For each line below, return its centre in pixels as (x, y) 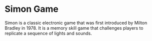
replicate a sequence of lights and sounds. (48, 33)
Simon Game (32, 9)
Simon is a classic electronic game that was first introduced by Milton (76, 23)
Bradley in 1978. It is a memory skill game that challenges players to (74, 28)
